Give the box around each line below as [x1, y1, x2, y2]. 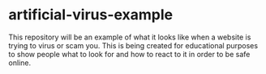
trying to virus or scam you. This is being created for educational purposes [8, 40, 258, 50]
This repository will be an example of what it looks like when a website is [8, 32, 251, 42]
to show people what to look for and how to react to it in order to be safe [8, 49, 251, 59]
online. [8, 58, 31, 68]
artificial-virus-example [8, 6, 174, 24]
